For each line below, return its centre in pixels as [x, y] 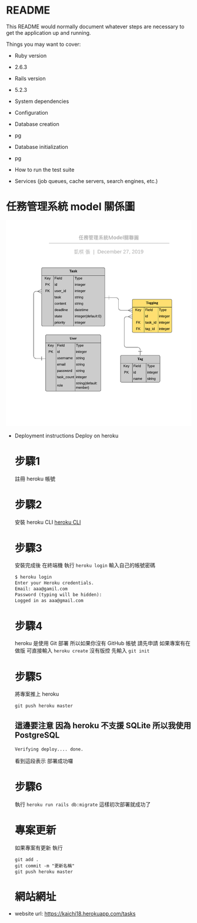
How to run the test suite [44, 170]
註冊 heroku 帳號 [35, 479]
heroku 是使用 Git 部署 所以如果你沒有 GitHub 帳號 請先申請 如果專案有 [100, 643]
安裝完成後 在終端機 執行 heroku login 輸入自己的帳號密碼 [85, 565]
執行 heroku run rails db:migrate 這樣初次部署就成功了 [83, 805]
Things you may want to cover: [44, 44]
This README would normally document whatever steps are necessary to [95, 26]
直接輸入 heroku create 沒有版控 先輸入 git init [91, 650]
